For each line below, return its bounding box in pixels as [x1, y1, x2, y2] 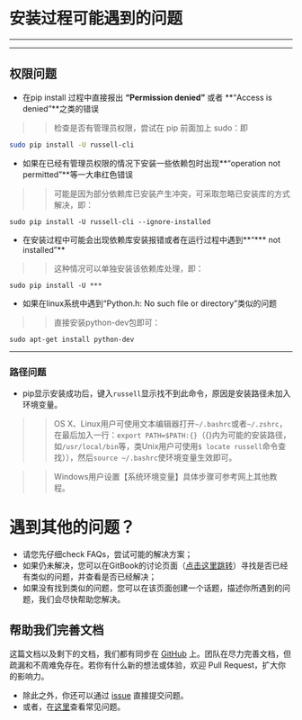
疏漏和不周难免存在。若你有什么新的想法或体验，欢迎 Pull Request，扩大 [9, 659, 279, 670]
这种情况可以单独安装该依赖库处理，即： [53, 263, 204, 274]
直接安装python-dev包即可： [53, 317, 161, 328]
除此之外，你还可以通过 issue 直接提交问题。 [22, 689, 189, 700]
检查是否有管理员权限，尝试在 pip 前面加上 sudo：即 [53, 122, 249, 133]
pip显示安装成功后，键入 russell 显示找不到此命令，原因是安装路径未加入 [22, 388, 291, 399]
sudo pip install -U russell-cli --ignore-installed [9, 217, 211, 226]
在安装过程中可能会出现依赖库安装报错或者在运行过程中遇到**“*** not [22, 234, 281, 245]
